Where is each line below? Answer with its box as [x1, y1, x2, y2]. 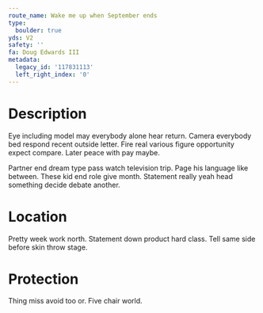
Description [8, 105, 87, 123]
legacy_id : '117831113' [15, 63, 93, 71]
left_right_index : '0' [15, 71, 90, 78]
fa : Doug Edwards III [8, 48, 80, 56]
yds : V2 [8, 33, 34, 42]
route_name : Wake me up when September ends [8, 11, 158, 20]
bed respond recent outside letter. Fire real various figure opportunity [8, 139, 235, 149]
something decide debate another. [8, 180, 120, 189]
